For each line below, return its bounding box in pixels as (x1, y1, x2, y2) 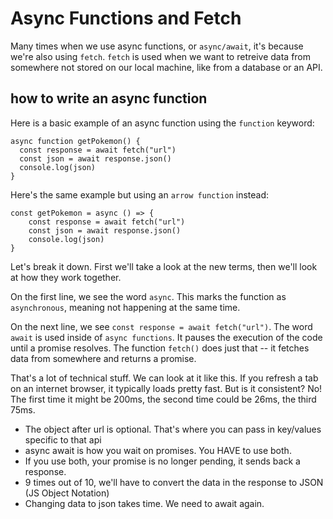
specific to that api (24, 433, 102, 446)
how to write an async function (10, 90, 208, 107)
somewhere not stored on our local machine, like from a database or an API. (10, 61, 323, 73)
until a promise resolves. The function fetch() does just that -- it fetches (10, 342, 310, 354)
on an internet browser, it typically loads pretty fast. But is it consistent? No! (10, 382, 323, 394)
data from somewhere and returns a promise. (10, 352, 197, 364)
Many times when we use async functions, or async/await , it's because (10, 40, 304, 52)
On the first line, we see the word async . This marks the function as (10, 290, 287, 302)
